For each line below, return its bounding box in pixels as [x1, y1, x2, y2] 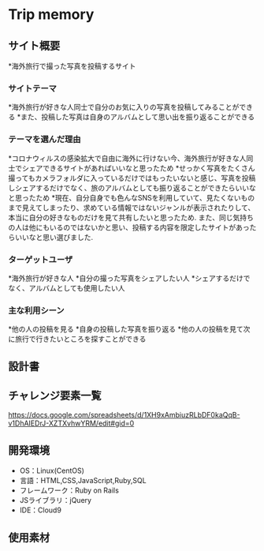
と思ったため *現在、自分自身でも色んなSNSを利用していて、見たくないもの [8, 193, 255, 202]
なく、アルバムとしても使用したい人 [8, 283, 125, 293]
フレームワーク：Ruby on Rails [19, 485, 120, 495]
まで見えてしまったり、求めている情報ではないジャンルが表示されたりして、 [8, 203, 255, 212]
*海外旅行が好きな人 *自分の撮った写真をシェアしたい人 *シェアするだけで [8, 273, 251, 283]
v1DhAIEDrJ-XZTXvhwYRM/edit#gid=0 [8, 418, 135, 428]
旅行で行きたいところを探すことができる [14, 334, 147, 344]
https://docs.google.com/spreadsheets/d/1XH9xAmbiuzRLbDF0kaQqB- [8, 410, 240, 420]
